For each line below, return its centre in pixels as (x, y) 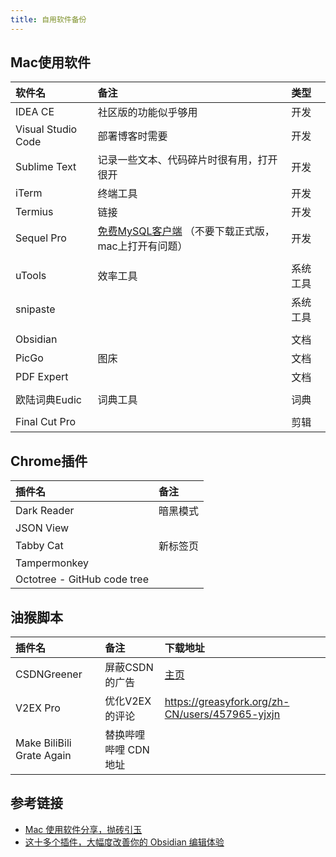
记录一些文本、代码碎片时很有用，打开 (187, 160)
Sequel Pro (41, 238)
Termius (34, 212)
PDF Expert (42, 377)
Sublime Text (46, 167)
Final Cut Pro (46, 422)
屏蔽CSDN (129, 668)
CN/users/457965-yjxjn (222, 714)
